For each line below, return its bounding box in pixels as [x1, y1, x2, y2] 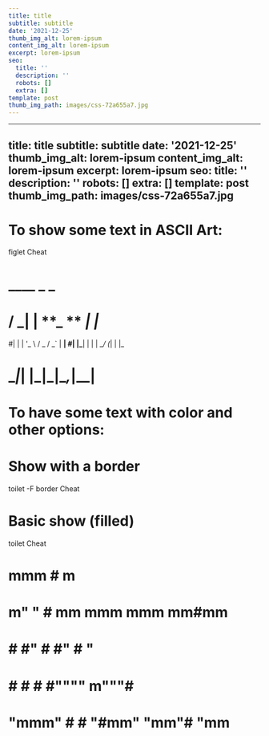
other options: [8, 421, 105, 438]
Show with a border [8, 457, 140, 476]
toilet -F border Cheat [8, 483, 80, 494]
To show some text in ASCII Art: [8, 221, 223, 239]
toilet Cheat [8, 539, 46, 548]
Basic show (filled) [8, 512, 134, 531]
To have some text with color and [8, 403, 233, 421]
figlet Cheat [8, 247, 47, 257]
